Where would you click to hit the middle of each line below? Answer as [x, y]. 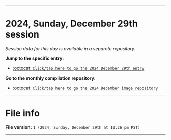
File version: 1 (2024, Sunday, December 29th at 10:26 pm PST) [73, 127]
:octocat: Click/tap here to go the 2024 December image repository [85, 88]
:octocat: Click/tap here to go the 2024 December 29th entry [78, 68]
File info [22, 113]
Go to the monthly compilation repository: [50, 78]
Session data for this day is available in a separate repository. [70, 48]
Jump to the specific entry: [35, 58]
